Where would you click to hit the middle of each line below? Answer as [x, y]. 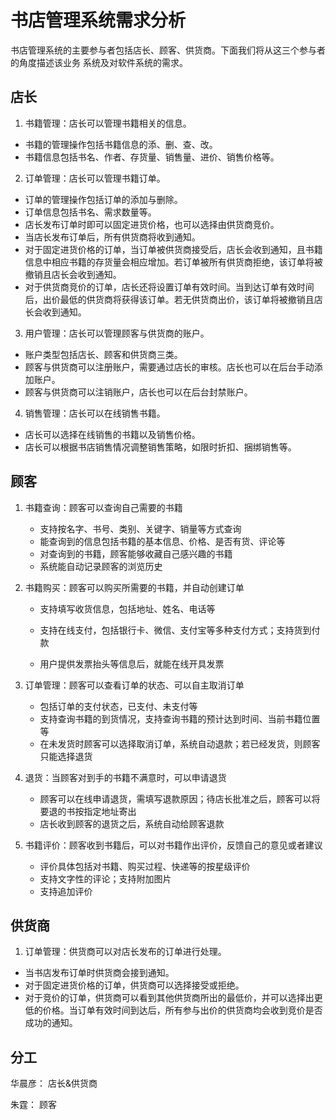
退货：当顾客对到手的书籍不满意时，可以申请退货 [125, 777]
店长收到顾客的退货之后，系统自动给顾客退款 [132, 823]
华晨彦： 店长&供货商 [54, 1083]
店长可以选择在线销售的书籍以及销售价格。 [112, 434]
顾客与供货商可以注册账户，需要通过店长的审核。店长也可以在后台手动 [169, 367]
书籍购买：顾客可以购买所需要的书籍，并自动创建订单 [134, 587]
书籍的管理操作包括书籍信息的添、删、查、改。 [121, 144]
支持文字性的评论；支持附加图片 [105, 878]
